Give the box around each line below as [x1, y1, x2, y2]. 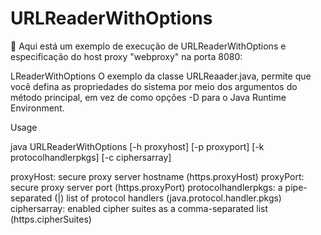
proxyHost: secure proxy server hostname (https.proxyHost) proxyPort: [10, 170, 305, 182]
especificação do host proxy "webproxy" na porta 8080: [10, 50, 243, 62]
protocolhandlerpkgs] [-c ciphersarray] [10, 151, 172, 163]
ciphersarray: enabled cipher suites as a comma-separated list [10, 202, 269, 214]
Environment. [10, 102, 65, 114]
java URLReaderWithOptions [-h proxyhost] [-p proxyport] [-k [10, 140, 265, 152]
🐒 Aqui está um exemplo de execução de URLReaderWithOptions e [10, 40, 287, 52]
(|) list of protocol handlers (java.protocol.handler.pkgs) [54, 192, 282, 204]
